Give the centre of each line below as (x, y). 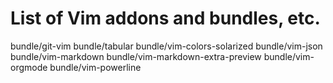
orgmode (29, 67)
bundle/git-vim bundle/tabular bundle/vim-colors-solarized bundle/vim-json (166, 46)
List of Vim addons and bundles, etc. (165, 18)
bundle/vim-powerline (95, 67)
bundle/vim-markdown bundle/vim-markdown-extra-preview (136, 56)
